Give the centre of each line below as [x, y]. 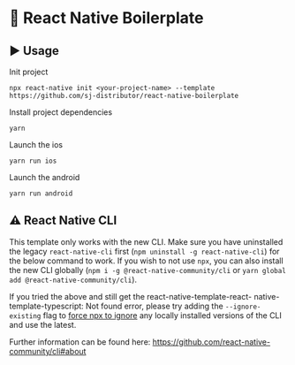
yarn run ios [33, 161]
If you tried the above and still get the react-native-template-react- [131, 296]
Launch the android [45, 177]
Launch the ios [36, 144]
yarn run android [41, 194]
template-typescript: [46, 306]
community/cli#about [48, 351]
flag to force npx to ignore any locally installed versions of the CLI [163, 315]
